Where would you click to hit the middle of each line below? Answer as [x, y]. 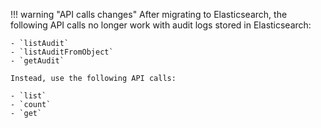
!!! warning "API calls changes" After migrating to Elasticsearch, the [149, 14]
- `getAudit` [37, 61]
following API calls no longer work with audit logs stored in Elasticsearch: [161, 25]
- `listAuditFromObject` [62, 52]
